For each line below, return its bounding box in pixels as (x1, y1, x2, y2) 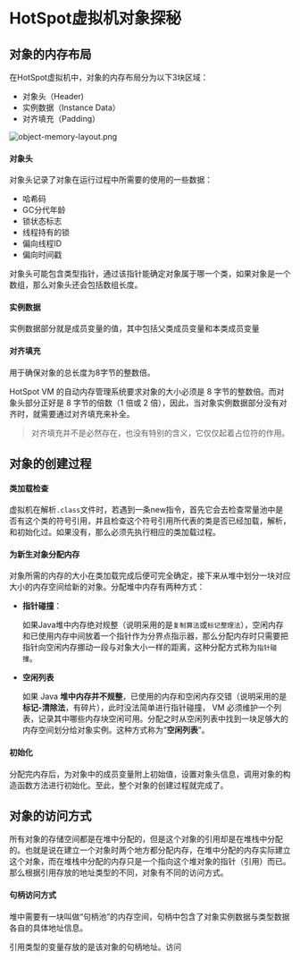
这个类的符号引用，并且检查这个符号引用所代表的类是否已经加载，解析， (24, 515, 291, 526)
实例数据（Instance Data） (21, 102, 121, 113)
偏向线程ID (21, 238, 62, 249)
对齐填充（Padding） (21, 114, 100, 123)
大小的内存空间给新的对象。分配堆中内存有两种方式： (9, 582, 205, 592)
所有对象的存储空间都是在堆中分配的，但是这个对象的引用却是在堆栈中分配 (9, 834, 283, 845)
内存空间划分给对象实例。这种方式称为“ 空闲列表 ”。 (21, 725, 210, 735)
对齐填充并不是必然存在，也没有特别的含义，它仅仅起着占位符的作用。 (30, 427, 290, 438)
